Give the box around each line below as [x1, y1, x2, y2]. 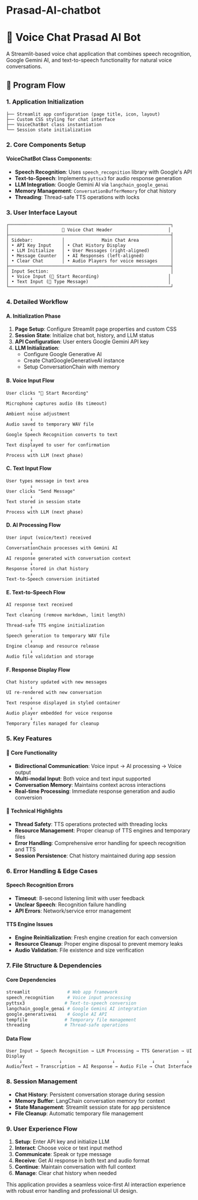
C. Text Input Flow [6, 465, 52, 472]
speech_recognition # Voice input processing [6, 995, 132, 1001]
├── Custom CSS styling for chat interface [6, 116, 116, 122]
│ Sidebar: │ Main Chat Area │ [6, 238, 174, 244]
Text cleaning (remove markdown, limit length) [6, 612, 126, 618]
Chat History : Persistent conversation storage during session [14, 1091, 165, 1098]
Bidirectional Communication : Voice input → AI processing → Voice [14, 762, 182, 769]
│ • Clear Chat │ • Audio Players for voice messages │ [6, 258, 174, 264]
